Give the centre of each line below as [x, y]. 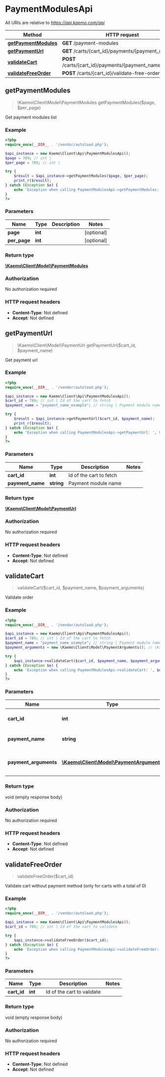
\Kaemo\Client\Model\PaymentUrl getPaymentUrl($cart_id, [77, 345]
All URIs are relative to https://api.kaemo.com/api [55, 23]
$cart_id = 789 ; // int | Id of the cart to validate [61, 927]
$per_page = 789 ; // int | [33, 163]
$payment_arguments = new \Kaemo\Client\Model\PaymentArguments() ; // [79, 648]
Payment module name [95, 483]
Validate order [19, 597]
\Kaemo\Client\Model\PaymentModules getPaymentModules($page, [86, 102]
